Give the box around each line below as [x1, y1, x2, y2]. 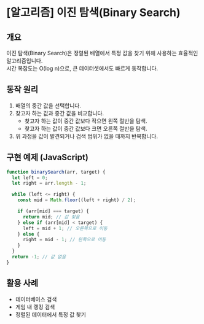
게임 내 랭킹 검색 [15, 303, 55, 310]
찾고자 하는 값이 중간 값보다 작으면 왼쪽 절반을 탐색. [24, 117, 147, 125]
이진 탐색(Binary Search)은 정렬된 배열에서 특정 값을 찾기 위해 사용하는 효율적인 [6, 50, 198, 56]
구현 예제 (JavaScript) [6, 152, 89, 163]
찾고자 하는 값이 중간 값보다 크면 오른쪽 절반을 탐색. [24, 125, 147, 132]
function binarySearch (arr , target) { [6, 169, 106, 175]
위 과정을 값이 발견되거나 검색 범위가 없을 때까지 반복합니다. [15, 133, 159, 140]
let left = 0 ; [12, 174, 48, 181]
